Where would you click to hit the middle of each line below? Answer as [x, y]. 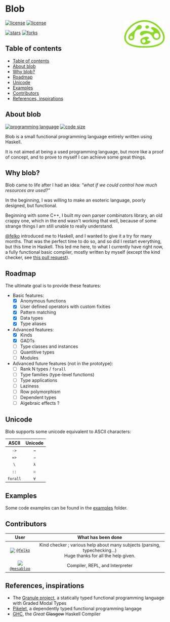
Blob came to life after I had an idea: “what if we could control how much [81, 185]
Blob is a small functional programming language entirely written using [79, 136]
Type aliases [33, 324]
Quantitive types [37, 352]
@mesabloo [20, 569]
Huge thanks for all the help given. [100, 556]
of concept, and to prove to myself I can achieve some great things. [76, 157]
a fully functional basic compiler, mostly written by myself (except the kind [83, 252]
